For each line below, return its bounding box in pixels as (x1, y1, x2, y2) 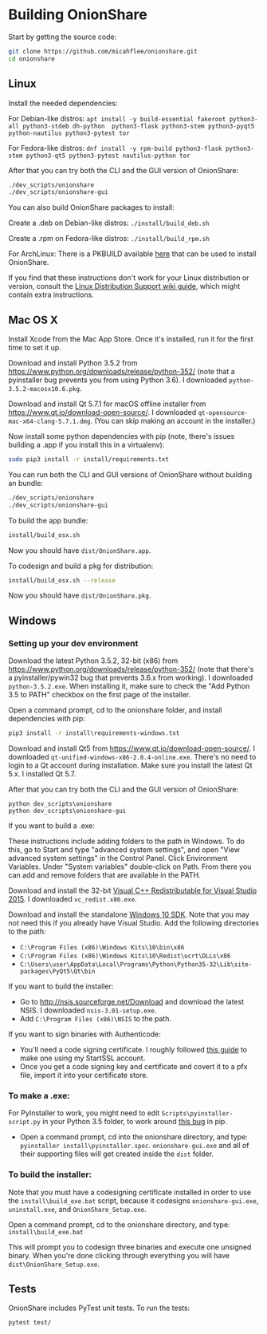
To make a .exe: (8, 1090, 70, 1101)
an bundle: (8, 478, 44, 487)
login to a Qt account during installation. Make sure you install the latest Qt (8, 760, 253, 770)
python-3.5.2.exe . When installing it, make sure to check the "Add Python (8, 681, 250, 691)
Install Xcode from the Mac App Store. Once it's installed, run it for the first (8, 334, 253, 344)
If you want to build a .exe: (8, 821, 96, 831)
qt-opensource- (198, 409, 249, 417)
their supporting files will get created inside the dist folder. (19, 1149, 214, 1158)
